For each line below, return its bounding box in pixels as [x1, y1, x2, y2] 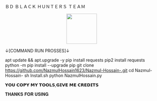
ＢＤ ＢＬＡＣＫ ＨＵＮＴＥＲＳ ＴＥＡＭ [5, 4, 86, 9]
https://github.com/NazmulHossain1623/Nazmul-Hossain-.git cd [5, 68, 134, 73]
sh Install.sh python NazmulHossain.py [24, 72, 102, 78]
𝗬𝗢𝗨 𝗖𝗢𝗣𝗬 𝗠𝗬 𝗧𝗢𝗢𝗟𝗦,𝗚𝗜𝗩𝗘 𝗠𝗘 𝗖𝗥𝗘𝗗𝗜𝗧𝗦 [5, 82, 99, 87]
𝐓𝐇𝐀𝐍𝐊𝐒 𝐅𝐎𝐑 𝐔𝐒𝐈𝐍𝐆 [5, 91, 49, 97]
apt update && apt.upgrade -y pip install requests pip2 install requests [5, 57, 145, 63]
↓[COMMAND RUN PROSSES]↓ [5, 48, 70, 54]
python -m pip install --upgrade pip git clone [5, 62, 94, 68]
